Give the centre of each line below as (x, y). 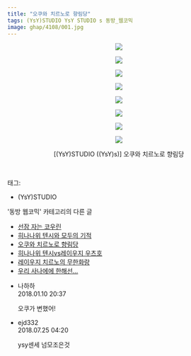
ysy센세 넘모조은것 (44, 345)
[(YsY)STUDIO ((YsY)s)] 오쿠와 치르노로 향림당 (119, 154)
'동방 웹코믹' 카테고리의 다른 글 (50, 212)
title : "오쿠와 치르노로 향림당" (49, 14)
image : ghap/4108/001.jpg (45, 27)
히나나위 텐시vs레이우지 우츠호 (60, 253)
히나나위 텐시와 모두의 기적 (54, 236)
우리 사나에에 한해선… (48, 271)
